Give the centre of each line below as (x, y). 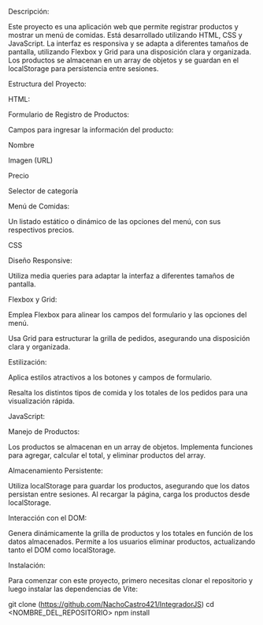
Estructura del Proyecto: (47, 84)
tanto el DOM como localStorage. (62, 550)
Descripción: (29, 11)
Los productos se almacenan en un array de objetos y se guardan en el (123, 60)
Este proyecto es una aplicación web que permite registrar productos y (123, 26)
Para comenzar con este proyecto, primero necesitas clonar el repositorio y (131, 580)
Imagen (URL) (31, 160)
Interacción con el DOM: (48, 518)
